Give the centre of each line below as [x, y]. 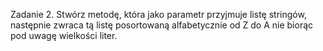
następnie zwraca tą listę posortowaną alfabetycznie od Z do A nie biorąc [162, 25]
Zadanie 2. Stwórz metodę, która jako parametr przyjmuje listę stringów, [158, 14]
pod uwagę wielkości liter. [64, 35]
